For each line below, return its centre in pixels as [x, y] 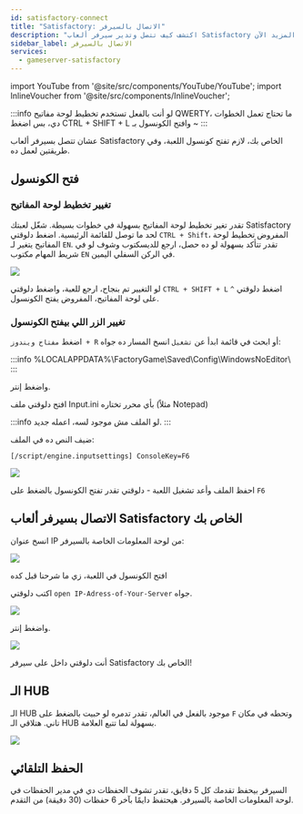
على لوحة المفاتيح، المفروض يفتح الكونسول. [85, 298]
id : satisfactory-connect [59, 18]
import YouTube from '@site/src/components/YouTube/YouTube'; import [146, 86]
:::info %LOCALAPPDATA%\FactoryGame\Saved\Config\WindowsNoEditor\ [151, 359]
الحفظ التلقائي [47, 768]
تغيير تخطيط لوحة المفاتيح [61, 205]
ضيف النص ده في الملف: [52, 439]
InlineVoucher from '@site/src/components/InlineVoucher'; [120, 96]
